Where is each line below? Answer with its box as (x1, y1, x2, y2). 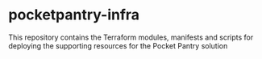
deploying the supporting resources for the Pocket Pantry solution (8, 40, 228, 50)
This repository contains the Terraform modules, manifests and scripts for (8, 32, 254, 42)
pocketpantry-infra (8, 6, 139, 24)
